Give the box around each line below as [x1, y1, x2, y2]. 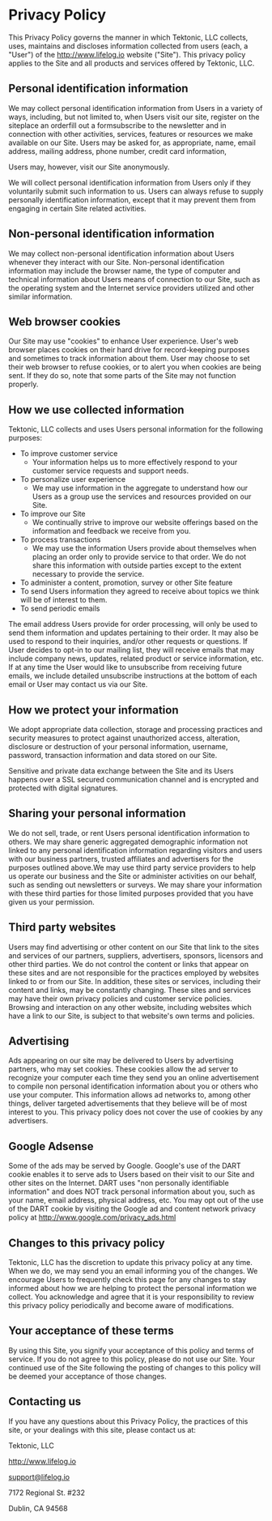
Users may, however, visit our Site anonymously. [8, 162, 170, 172]
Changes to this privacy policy [8, 1236, 165, 1250]
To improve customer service [19, 449, 118, 458]
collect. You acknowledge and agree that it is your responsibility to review [8, 1292, 255, 1302]
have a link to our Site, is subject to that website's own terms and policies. [8, 1011, 255, 1020]
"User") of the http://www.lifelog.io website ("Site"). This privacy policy [8, 49, 246, 59]
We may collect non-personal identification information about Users [8, 249, 235, 258]
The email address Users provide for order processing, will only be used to [8, 620, 257, 629]
